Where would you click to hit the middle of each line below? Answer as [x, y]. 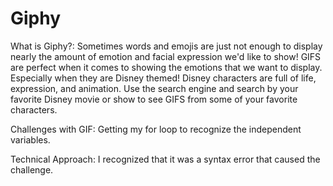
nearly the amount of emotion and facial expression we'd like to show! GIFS [166, 56]
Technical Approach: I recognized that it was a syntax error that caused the [165, 159]
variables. [30, 139]
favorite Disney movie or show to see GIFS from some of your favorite [154, 99]
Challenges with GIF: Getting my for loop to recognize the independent [156, 129]
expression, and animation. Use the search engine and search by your [154, 88]
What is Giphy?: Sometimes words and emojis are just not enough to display [166, 46]
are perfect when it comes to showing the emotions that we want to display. [166, 67]
